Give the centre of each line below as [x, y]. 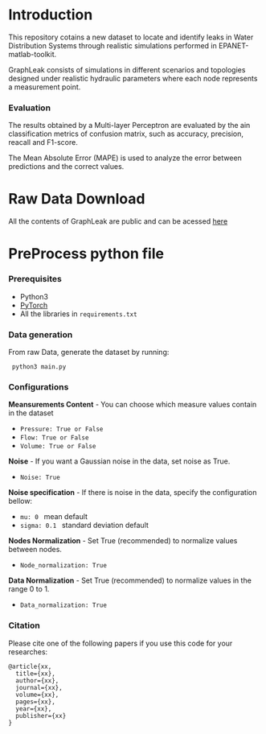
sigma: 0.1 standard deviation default [84, 526]
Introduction [51, 15]
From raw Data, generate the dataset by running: [89, 352]
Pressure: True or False [61, 429]
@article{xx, [30, 666]
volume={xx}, [37, 695]
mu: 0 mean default [54, 517]
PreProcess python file [86, 254]
